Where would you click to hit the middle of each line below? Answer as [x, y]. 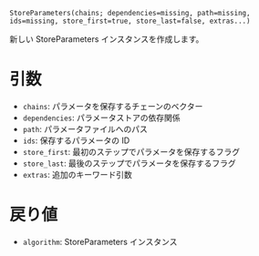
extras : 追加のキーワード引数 [77, 174]
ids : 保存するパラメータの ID [76, 140]
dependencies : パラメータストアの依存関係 [101, 118]
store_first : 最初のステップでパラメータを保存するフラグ [131, 151]
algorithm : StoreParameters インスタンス [100, 241]
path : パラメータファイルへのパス [85, 128]
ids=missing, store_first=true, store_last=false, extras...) [130, 21]
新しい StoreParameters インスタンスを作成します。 [107, 39]
